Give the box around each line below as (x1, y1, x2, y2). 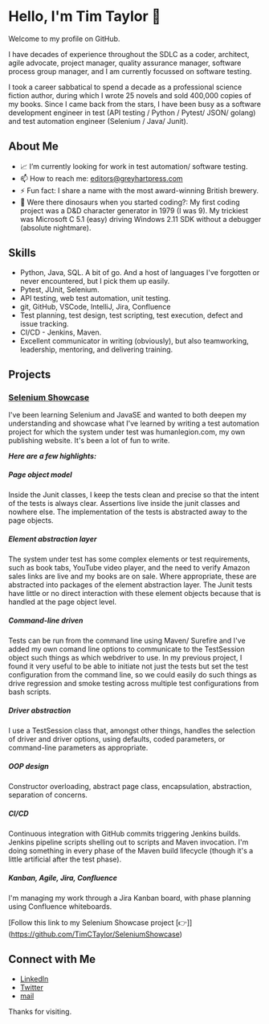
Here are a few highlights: (8, 451, 97, 461)
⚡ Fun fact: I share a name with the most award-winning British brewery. (19, 185, 259, 195)
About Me (8, 140, 59, 154)
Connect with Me (8, 952, 96, 966)
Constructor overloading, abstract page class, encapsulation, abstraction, (8, 782, 252, 792)
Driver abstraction (8, 705, 71, 715)
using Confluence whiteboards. (8, 902, 112, 911)
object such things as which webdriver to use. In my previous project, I (8, 653, 243, 663)
